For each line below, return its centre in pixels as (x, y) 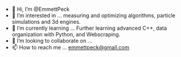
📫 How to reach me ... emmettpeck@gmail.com (70, 47)
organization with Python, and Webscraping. (66, 34)
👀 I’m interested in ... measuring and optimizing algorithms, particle (93, 15)
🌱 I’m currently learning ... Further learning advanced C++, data (89, 28)
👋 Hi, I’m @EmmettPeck (41, 9)
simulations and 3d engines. (46, 22)
